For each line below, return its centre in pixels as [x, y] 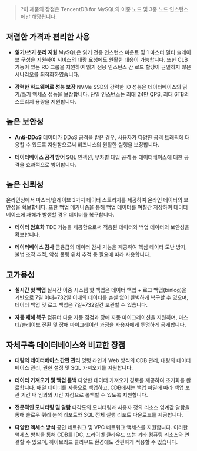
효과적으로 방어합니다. [51, 164]
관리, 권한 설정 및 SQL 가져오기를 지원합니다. [82, 368]
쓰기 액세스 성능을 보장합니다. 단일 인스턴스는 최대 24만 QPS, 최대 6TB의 [105, 94]
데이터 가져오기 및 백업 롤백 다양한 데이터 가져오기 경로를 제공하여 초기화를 [100, 380]
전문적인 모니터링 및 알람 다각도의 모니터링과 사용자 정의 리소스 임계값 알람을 [102, 407]
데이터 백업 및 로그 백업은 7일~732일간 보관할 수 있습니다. [81, 305]
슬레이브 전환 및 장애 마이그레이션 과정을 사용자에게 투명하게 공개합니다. [104, 325]
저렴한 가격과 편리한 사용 [48, 37]
